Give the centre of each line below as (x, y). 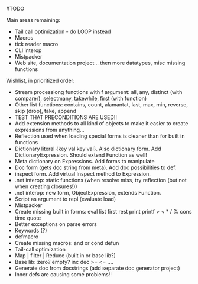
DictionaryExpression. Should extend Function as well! (81, 155)
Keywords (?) (31, 230)
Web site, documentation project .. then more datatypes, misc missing (100, 63)
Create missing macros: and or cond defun (67, 243)
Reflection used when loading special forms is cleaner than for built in (100, 136)
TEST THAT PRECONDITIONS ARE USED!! (66, 117)
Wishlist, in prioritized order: (40, 80)
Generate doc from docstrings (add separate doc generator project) (97, 268)
